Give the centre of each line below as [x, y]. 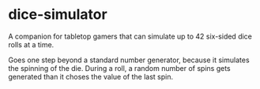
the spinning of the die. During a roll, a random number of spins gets [119, 68]
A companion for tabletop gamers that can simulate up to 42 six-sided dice [130, 36]
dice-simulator [58, 15]
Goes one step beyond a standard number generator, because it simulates [129, 60]
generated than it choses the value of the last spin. [91, 76]
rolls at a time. [31, 44]
